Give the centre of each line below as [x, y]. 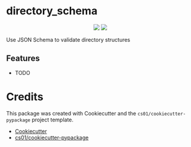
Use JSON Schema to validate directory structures [68, 39]
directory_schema [52, 11]
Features [23, 59]
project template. [53, 120]
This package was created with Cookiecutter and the [71, 113]
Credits [25, 97]
